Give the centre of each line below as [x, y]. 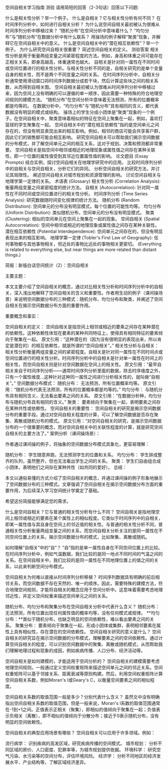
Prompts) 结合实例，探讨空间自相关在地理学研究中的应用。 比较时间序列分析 [84, 162]
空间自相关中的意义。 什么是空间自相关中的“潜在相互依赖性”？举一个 [89, 43]
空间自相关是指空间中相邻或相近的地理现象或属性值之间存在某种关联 [85, 150]
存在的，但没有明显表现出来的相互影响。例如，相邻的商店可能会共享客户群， [84, 131]
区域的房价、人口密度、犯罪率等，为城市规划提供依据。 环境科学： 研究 [83, 750]
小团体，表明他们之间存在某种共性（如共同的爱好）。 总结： [66, 467]
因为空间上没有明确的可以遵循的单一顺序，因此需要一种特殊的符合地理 [86, 93]
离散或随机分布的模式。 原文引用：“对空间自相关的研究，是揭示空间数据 [88, 421]
